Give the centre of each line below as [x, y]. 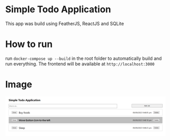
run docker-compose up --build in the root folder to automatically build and [83, 58]
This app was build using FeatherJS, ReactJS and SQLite [65, 24]
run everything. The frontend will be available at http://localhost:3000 [80, 64]
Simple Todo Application [58, 9]
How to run [29, 44]
